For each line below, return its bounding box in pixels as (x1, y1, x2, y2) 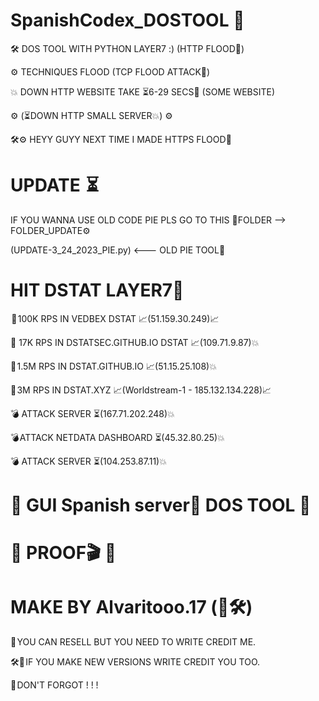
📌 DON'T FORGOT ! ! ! (10, 679, 99, 691)
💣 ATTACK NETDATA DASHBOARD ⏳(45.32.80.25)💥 (10, 431, 225, 443)
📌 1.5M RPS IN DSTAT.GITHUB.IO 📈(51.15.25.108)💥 (10, 360, 217, 372)
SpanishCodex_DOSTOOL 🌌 (10, 9, 245, 32)
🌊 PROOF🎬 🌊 (10, 542, 117, 564)
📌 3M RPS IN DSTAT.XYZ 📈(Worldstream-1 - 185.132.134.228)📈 (10, 384, 272, 396)
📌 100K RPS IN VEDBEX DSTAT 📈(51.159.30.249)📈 (11, 312, 220, 324)
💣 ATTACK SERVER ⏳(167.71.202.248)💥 (10, 407, 175, 419)
